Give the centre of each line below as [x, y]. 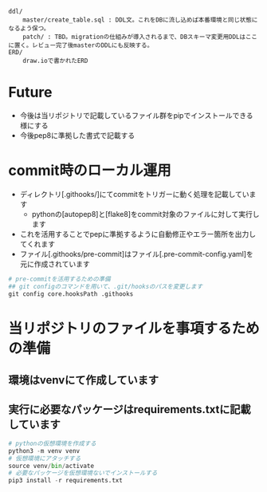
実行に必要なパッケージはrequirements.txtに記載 [130, 409]
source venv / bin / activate [51, 466]
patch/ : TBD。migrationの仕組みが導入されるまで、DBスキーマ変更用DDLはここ [140, 37]
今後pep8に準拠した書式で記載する [77, 135]
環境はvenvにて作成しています [84, 380]
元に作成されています [55, 264]
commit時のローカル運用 [90, 171]
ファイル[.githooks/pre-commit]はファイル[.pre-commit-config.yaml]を [136, 254]
